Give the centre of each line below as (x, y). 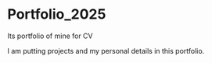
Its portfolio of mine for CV (50, 36)
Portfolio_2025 (57, 14)
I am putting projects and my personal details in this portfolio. (106, 51)
